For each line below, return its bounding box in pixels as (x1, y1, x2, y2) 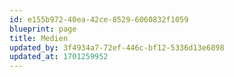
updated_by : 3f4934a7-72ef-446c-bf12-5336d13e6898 (9, 42, 225, 53)
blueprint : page (9, 24, 77, 34)
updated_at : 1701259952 (9, 52, 109, 62)
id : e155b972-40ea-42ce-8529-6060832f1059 (9, 14, 189, 25)
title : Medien (9, 33, 69, 43)
